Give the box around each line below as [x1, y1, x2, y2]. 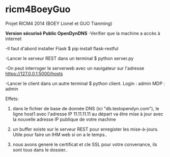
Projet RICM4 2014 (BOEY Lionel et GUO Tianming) [5, 20, 112, 26]
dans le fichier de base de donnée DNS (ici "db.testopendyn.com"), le [12, 105, 159, 111]
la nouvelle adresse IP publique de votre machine [12, 116, 116, 122]
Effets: [5, 96, 19, 102]
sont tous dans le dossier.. [12, 146, 68, 153]
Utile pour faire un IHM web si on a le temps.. [12, 131, 108, 138]
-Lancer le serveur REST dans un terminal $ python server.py [5, 55, 134, 61]
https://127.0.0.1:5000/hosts [5, 70, 63, 77]
